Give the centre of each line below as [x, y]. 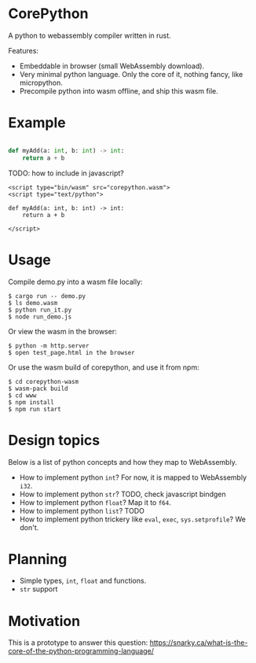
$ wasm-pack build [38, 389]
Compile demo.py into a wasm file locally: [75, 282]
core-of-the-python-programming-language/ [81, 651]
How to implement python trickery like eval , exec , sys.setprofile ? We [132, 519]
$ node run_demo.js [40, 317]
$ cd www [22, 395]
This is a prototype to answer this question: [78, 643]
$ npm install [31, 402]
